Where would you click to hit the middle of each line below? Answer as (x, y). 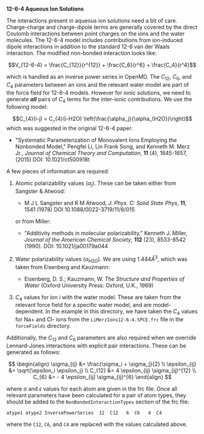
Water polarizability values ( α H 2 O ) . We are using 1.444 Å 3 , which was (101, 259)
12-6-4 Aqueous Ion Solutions (45, 9)
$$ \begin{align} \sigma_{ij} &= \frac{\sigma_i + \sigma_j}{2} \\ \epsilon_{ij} (102, 364)
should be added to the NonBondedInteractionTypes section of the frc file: (98, 402)
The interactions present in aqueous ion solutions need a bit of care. (92, 20)
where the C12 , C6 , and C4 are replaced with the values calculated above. (97, 424)
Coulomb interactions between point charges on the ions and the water (96, 34)
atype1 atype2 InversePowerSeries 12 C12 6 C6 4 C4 (84, 413)
